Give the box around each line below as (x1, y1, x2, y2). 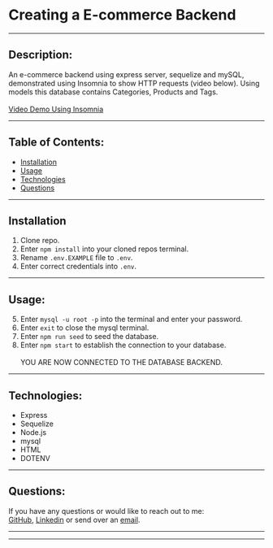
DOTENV (19, 454, 50, 463)
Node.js (19, 428, 47, 437)
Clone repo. (19, 236, 60, 246)
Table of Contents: (8, 136, 105, 150)
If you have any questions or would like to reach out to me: (8, 506, 205, 515)
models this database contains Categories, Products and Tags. (8, 87, 219, 97)
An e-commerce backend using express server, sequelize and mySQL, (8, 69, 245, 79)
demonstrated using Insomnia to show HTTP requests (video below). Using (8, 78, 260, 88)
